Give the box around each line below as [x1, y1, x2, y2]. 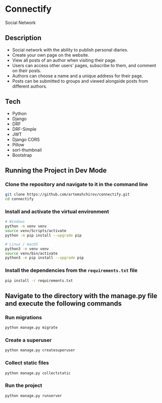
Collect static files [5, 359, 49, 366]
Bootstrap [12, 152, 32, 158]
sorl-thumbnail [12, 147, 42, 153]
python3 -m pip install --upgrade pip [5, 256, 84, 261]
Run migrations [5, 314, 42, 321]
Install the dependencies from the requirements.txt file [5, 267, 138, 274]
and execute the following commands [5, 299, 122, 308]
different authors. [12, 83, 47, 89]
